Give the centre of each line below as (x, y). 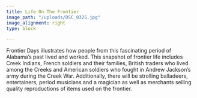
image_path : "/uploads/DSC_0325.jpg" (53, 17)
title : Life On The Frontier (43, 12)
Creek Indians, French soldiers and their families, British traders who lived (97, 63)
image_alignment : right (36, 23)
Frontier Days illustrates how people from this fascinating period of (89, 51)
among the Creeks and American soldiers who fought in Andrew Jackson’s (98, 70)
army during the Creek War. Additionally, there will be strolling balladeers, (97, 76)
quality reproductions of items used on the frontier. (69, 89)
